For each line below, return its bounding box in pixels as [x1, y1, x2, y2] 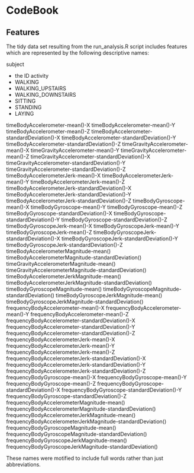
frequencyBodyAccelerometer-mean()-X [6, 304, 105, 312]
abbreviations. [6, 461, 41, 468]
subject [6, 61, 25, 68]
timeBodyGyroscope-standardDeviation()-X [6, 210, 112, 217]
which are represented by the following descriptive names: [6, 49, 150, 56]
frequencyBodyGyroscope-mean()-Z [6, 380, 96, 387]
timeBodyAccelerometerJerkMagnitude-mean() [6, 273, 121, 280]
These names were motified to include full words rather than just [6, 455, 164, 462]
